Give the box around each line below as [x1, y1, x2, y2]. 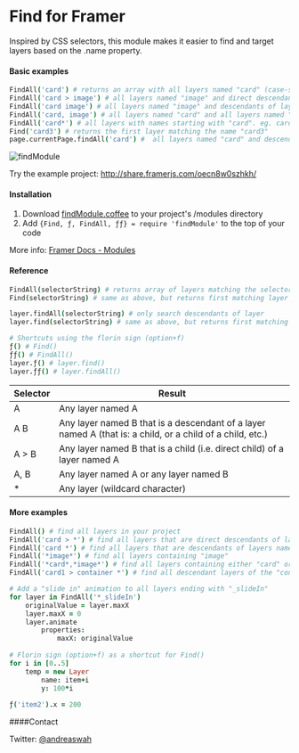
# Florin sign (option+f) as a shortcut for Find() [9, 651, 205, 659]
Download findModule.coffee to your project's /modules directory [21, 209, 263, 219]
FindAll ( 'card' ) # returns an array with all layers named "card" [9, 86, 261, 94]
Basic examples [9, 65, 69, 77]
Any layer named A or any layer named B [59, 468, 229, 480]
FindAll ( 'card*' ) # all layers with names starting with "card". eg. [9, 119, 273, 127]
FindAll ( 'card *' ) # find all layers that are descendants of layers [9, 544, 273, 552]
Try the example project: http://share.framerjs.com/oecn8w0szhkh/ [9, 168, 257, 179]
